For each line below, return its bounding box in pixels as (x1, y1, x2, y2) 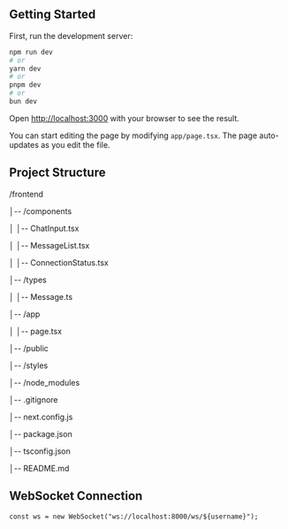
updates (9, 139, 40, 149)
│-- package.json (9, 428, 72, 439)
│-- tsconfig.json (9, 446, 71, 456)
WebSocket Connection (9, 488, 143, 503)
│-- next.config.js (9, 411, 73, 422)
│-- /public (9, 342, 49, 353)
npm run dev (9, 48, 53, 57)
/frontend (9, 188, 44, 199)
